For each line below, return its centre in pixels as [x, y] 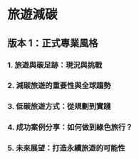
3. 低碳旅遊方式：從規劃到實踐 [59, 106]
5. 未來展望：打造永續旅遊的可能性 [67, 148]
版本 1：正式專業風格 [53, 43]
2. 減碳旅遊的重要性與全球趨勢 [59, 86]
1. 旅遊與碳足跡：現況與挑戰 [55, 65]
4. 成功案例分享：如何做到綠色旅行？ [70, 127]
